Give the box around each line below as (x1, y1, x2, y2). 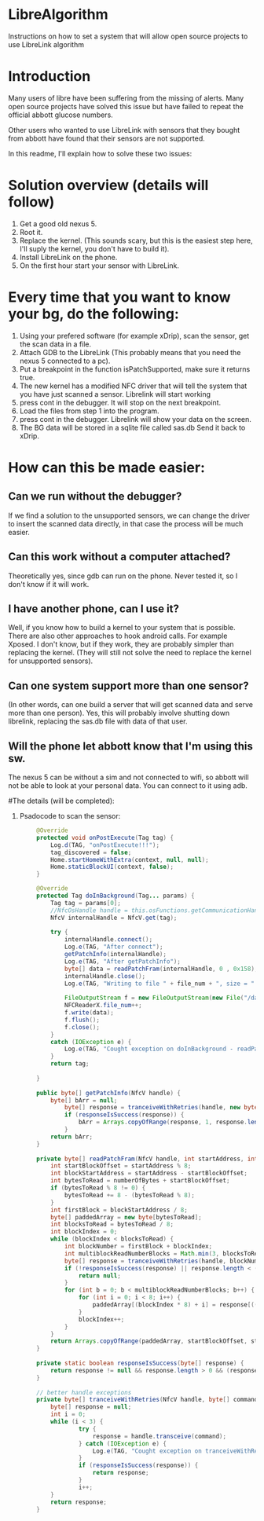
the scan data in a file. (19, 339, 92, 349)
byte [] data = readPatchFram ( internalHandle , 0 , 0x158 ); (64, 965, 258, 973)
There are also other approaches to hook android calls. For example (8, 631, 228, 641)
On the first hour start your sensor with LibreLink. (19, 261, 179, 270)
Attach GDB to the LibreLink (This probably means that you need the (19, 347, 241, 357)
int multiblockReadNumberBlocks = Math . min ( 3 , (64, 1249, 220, 1258)
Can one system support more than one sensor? (8, 679, 249, 692)
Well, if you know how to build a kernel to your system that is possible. (8, 623, 236, 632)
